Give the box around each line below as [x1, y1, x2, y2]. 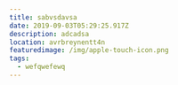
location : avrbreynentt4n [9, 37, 105, 47]
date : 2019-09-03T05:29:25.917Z [9, 21, 129, 30]
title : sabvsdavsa [9, 12, 77, 22]
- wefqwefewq [17, 63, 66, 72]
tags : [9, 54, 29, 63]
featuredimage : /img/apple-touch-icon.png [9, 46, 169, 55]
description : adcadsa [9, 29, 90, 38]
